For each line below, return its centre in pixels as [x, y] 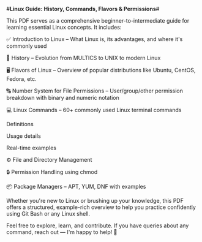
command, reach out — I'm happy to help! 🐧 [62, 232]
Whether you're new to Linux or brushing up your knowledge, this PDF [95, 201]
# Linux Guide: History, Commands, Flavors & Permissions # [83, 9]
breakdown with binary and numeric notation [63, 98]
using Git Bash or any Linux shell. [48, 214]
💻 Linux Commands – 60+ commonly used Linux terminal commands [94, 110]
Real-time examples [32, 148]
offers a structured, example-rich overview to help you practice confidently [101, 207]
